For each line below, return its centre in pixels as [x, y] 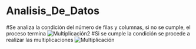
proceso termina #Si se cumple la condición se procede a [98, 33]
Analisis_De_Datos [53, 11]
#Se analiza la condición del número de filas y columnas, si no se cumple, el [98, 27]
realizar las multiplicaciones [40, 40]
